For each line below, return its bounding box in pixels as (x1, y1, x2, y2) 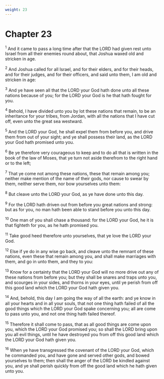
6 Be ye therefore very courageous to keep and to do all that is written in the (5, 149, 159, 156)
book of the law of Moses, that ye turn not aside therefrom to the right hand (5, 155, 158, 160)
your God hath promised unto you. (5, 139, 74, 145)
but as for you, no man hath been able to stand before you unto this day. (5, 207, 151, 213)
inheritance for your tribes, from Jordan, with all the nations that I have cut (5, 113, 155, 119)
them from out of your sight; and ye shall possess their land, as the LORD (5, 134, 153, 140)
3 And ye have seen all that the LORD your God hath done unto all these (5, 86, 149, 93)
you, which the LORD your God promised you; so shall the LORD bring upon (5, 326, 158, 332)
